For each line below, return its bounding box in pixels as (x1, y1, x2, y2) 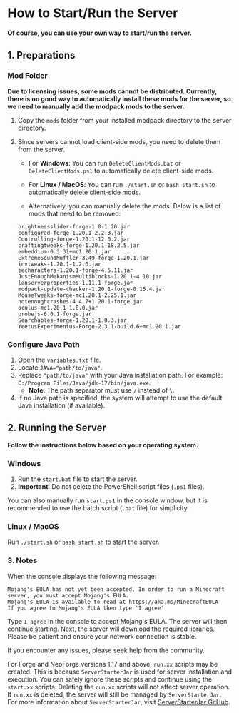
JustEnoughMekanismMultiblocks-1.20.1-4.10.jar (17, 273, 162, 280)
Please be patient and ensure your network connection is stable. (7, 632, 197, 640)
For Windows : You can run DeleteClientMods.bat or (28, 158, 181, 167)
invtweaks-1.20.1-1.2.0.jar (17, 261, 101, 268)
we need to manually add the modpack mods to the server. (7, 102, 185, 111)
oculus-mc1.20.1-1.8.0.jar (17, 304, 98, 311)
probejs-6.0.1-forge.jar (17, 310, 92, 318)
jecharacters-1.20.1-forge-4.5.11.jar (17, 266, 133, 274)
